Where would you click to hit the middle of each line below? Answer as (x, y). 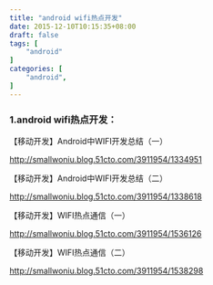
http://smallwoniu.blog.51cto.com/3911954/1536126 (106, 233)
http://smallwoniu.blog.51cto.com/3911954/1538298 (106, 270)
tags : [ (24, 43)
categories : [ (36, 69)
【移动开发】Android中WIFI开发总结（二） (89, 178)
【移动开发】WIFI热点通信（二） (70, 252)
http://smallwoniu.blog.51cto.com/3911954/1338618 (106, 196)
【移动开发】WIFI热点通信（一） (70, 215)
